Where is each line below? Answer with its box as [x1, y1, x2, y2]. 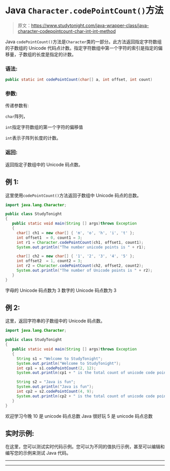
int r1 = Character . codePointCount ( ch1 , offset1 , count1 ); [16, 240, 144, 245]
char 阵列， [5, 113, 28, 119]
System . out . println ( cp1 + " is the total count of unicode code [16, 370, 155, 375]
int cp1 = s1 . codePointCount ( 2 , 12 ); [16, 365, 96, 371]
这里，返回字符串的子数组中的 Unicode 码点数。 [5, 318, 105, 324]
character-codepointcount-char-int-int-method [17, 28, 116, 34]
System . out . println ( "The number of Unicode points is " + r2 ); [16, 268, 153, 273]
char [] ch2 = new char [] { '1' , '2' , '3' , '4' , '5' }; [16, 254, 135, 259]
